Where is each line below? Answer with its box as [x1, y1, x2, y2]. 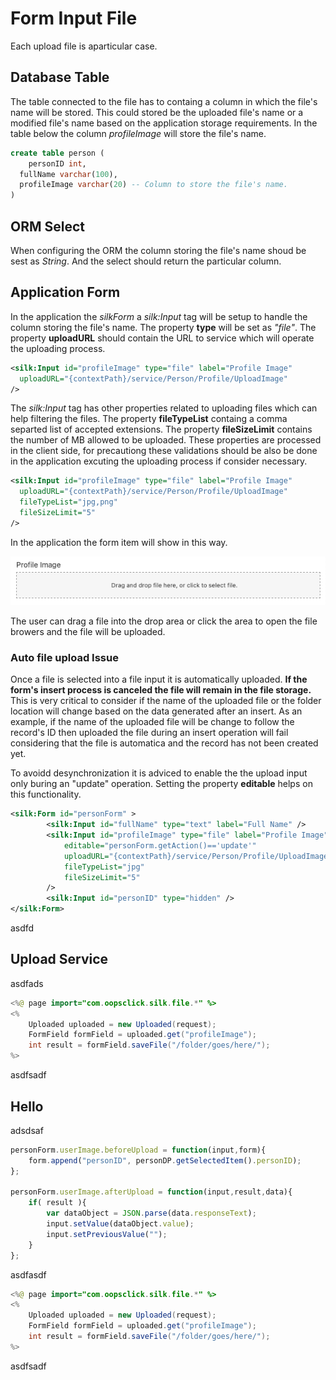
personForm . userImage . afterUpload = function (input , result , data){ [10, 1187, 293, 1197]
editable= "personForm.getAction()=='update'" [63, 840, 257, 851]
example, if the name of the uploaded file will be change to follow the [10, 716, 295, 728]
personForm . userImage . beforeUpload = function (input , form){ [10, 1145, 267, 1155]
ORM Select [10, 218, 86, 235]
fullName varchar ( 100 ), [19, 169, 118, 179]
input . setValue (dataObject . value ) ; [46, 1219, 195, 1229]
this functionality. [10, 788, 82, 801]
